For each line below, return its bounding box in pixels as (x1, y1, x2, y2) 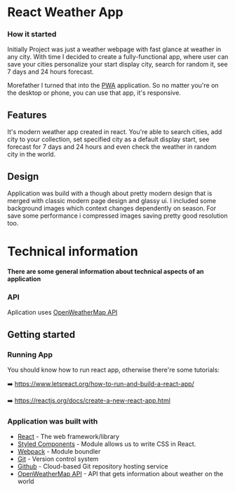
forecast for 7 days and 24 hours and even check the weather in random (7, 143, 217, 151)
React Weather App (7, 4, 124, 20)
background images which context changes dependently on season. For (7, 204, 216, 213)
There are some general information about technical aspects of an (7, 267, 204, 275)
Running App (7, 349, 53, 359)
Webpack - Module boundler (17, 447, 101, 456)
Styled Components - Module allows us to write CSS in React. (17, 440, 196, 448)
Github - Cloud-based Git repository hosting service (17, 462, 168, 471)
